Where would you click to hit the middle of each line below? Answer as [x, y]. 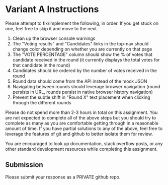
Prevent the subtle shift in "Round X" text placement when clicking [81, 97]
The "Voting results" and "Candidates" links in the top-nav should [80, 43]
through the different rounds [42, 102]
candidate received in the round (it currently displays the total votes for [86, 59]
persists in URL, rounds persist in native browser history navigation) [83, 92]
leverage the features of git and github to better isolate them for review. [79, 134]
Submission [24, 165]
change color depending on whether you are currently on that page [82, 49]
